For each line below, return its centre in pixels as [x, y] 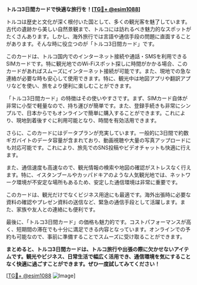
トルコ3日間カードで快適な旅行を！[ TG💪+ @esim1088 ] [73, 9]
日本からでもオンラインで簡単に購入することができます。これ [101, 113]
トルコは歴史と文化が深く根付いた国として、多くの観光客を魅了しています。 [98, 22]
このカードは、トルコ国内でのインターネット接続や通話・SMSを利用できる [97, 56]
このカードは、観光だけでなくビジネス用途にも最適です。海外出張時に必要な [98, 195]
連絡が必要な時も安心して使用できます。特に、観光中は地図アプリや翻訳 [93, 78]
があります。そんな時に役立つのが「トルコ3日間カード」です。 [82, 44]
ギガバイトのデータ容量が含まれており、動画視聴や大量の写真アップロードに [98, 140]
